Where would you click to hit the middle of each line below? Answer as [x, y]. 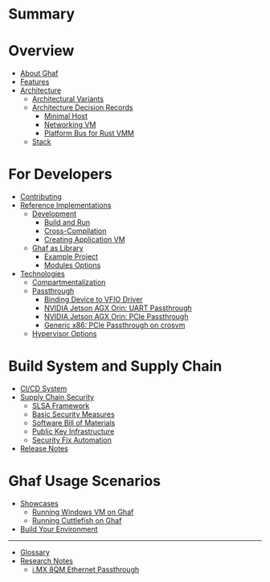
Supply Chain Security [57, 397]
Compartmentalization [69, 282]
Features [35, 82]
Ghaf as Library [57, 248]
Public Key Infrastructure [73, 431]
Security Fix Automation [72, 440]
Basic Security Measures [73, 414]
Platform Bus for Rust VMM [89, 133]
